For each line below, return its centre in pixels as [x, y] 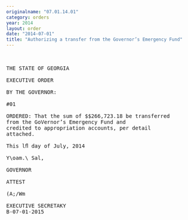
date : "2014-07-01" [30, 34]
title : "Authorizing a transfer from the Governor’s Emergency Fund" [95, 39]
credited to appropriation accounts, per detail [78, 128]
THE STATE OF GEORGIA [38, 68]
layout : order [24, 28]
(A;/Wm [16, 194]
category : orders [28, 17]
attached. [20, 134]
